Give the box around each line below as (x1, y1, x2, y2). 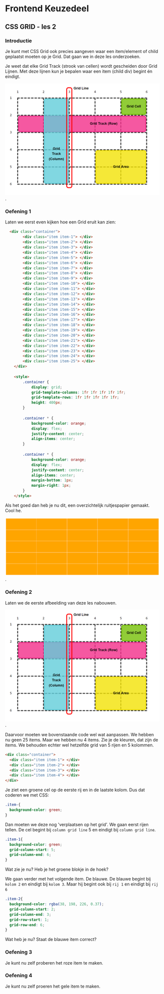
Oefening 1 (5, 208, 31, 215)
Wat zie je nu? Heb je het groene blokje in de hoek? (5, 866, 109, 872)
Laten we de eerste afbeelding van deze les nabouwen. (5, 600, 117, 606)
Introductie (5, 37, 32, 44)
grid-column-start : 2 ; (9, 907, 56, 911)
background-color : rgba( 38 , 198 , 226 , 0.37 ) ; (9, 902, 104, 907)
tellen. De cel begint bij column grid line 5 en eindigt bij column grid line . (5, 827, 156, 832)
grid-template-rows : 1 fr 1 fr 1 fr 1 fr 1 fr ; (31, 395, 119, 400)
